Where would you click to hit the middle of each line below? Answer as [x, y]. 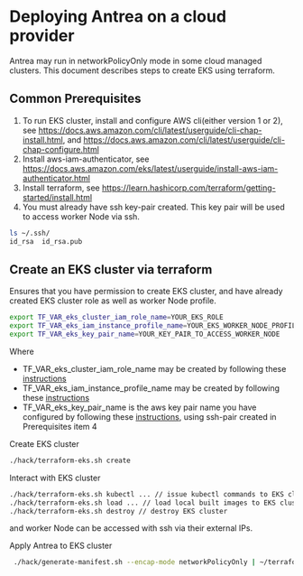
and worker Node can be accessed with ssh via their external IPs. [131, 528]
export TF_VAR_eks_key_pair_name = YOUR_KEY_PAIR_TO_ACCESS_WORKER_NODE [145, 334]
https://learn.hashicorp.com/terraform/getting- [189, 188]
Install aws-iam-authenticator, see [86, 159]
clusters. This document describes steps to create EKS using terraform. [142, 70]
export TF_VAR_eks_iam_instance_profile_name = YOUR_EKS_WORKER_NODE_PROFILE [155, 326]
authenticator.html [56, 178]
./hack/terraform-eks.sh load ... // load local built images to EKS [143, 503]
